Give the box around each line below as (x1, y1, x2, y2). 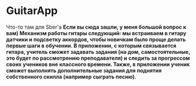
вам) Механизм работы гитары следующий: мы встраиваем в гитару (6, 29, 187, 36)
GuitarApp (6, 4, 58, 18)
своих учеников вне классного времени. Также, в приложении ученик (6, 60, 190, 68)
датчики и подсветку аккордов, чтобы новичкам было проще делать (6, 36, 186, 43)
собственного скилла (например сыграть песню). (6, 73, 137, 80)
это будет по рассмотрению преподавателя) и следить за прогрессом (6, 54, 190, 61)
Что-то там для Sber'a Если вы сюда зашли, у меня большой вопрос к (6, 23, 187, 30)
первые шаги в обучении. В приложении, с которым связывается (6, 42, 177, 49)
